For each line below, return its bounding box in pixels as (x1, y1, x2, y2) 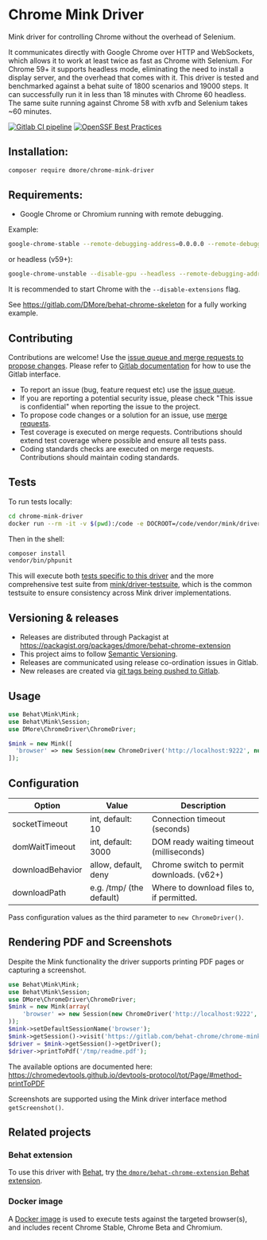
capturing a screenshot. (8, 965, 87, 975)
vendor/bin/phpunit (8, 557, 73, 565)
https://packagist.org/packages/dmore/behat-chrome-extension (19, 641, 231, 651)
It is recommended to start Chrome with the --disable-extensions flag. (8, 284, 241, 294)
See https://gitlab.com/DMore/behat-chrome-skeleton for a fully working (8, 300, 247, 310)
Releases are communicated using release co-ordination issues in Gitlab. (19, 658, 259, 667)
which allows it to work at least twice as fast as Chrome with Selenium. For (8, 56, 253, 65)
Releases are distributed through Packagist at (19, 632, 169, 642)
